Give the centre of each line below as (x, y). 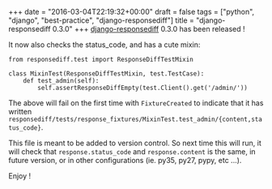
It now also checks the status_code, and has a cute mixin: (104, 45)
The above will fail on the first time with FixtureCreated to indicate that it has (136, 103)
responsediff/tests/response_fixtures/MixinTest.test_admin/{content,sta (136, 119)
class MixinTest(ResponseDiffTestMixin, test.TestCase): (106, 74)
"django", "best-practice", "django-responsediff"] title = (101, 20)
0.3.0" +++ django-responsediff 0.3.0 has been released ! (149, 29)
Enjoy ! (20, 176)
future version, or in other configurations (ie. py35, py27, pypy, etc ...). (125, 160)
